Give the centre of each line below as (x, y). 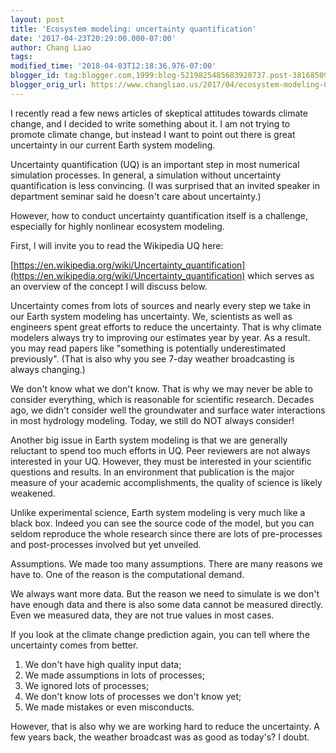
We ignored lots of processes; (87, 685)
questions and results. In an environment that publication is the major (152, 472)
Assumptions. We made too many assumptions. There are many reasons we (167, 563)
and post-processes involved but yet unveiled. (106, 544)
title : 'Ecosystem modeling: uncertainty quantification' (133, 29)
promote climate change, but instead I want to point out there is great (153, 134)
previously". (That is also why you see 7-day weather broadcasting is (152, 358)
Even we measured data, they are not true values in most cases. (142, 615)
